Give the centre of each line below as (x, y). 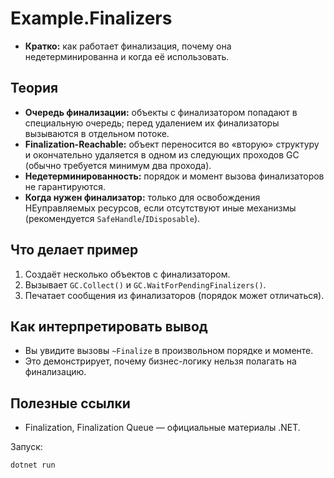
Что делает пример (74, 250)
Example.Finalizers (91, 18)
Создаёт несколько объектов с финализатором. (127, 274)
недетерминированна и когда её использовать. (127, 56)
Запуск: (26, 447)
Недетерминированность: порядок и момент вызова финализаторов (174, 176)
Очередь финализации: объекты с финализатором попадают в (161, 112)
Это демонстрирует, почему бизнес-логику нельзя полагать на (160, 361)
